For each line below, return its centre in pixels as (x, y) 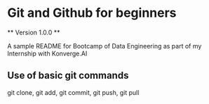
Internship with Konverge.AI (47, 53)
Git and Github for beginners (92, 13)
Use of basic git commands (68, 76)
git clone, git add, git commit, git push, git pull (73, 92)
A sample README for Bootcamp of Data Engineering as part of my (104, 46)
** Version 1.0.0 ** (34, 32)
